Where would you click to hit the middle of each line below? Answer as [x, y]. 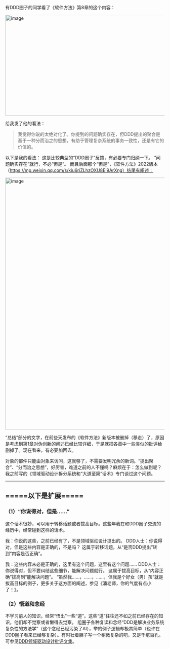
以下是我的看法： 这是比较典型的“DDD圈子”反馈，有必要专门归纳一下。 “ [81, 158]
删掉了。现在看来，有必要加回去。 [41, 450]
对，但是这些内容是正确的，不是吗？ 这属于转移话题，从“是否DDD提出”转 [81, 547]
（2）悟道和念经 [25, 604]
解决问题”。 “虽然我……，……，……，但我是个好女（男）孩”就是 [97, 576]
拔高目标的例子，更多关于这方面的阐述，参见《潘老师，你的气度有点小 [78, 583]
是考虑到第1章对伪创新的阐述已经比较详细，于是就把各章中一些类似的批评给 [84, 444]
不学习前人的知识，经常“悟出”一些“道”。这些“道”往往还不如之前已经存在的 [82, 616]
